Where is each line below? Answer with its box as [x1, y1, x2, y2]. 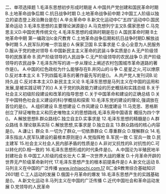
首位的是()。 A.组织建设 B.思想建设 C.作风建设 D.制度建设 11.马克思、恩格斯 [5, 103, 158, 109]
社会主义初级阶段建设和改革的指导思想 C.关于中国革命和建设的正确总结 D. [5, 91, 156, 97]
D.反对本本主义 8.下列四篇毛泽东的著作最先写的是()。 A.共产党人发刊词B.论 [5, 72, 158, 78]
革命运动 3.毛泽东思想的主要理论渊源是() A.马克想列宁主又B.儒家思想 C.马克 [5, 23, 160, 29]
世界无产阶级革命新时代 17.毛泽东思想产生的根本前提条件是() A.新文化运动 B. [5, 159, 161, 165]
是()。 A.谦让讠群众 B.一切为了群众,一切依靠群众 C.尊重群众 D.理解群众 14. [5, 128, 156, 134]
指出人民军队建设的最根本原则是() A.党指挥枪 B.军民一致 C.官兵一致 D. [13, 134, 157, 140]
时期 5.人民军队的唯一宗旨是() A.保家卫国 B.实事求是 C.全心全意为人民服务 [9, 42, 161, 47]
